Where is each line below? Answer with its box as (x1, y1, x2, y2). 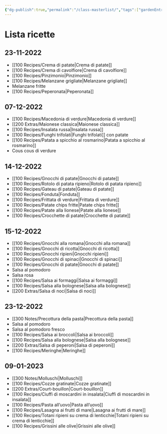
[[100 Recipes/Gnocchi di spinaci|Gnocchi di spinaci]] (11, 256, 123, 262)
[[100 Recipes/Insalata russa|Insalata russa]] (11, 127, 104, 133)
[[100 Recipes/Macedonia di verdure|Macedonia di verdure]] (11, 116, 137, 122)
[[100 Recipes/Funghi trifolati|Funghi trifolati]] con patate (11, 132, 129, 138)
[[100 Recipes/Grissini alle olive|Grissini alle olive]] (11, 423, 116, 429)
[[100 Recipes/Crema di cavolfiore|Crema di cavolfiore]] (11, 67, 127, 73)
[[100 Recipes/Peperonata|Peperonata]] (11, 88, 94, 94)
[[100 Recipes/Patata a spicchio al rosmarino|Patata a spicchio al (11, 137, 146, 143)
